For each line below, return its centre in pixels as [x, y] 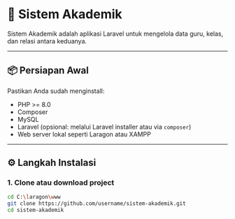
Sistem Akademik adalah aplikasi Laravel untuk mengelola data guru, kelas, [115, 34]
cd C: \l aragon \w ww [34, 197]
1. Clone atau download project [61, 183]
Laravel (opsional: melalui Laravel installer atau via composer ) [104, 127]
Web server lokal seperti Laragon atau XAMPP [84, 134]
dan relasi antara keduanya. [47, 41]
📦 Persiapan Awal [48, 70]
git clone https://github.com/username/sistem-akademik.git [97, 204]
